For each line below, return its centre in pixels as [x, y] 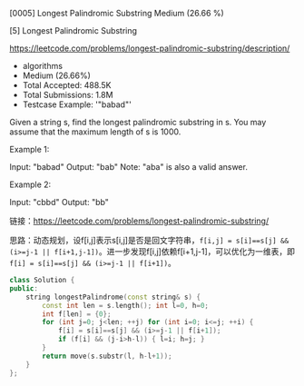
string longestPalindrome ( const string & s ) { [113, 297]
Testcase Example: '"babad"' [77, 104]
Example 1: [29, 149]
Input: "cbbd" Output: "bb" [59, 202]
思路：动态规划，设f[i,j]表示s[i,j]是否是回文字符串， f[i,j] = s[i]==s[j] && [149, 240]
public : [24, 288]
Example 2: [30, 184]
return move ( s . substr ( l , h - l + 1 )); [107, 356]
